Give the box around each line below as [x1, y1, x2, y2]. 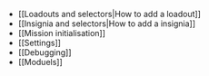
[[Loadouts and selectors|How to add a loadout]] [17, 9, 202, 19]
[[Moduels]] [17, 57, 64, 67]
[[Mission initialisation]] [17, 28, 106, 38]
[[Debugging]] [17, 47, 72, 58]
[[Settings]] [17, 37, 62, 48]
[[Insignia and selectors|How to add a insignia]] [17, 18, 195, 29]
